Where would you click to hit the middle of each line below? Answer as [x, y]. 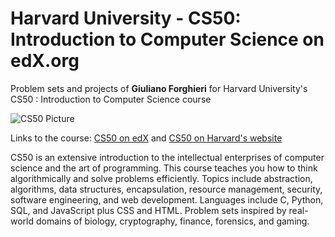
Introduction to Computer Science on [167, 39]
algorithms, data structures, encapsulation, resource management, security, [166, 189]
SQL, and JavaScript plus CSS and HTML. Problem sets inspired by [148, 210]
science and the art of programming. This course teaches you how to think [164, 168]
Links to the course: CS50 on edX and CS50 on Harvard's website [146, 138]
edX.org [45, 61]
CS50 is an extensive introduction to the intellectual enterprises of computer [167, 157]
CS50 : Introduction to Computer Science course [111, 99]
